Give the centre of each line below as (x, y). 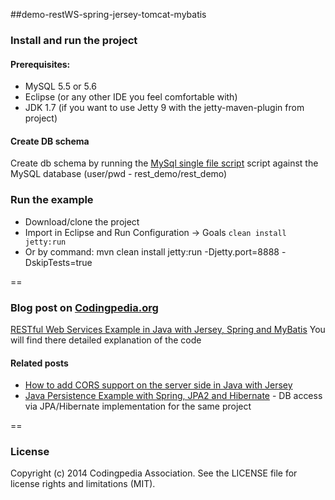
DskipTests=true (58, 262)
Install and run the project (74, 40)
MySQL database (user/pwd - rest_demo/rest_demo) (119, 174)
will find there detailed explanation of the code (106, 340)
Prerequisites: (40, 64)
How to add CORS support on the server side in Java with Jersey (158, 385)
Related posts (39, 363)
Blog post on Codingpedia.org (84, 307)
